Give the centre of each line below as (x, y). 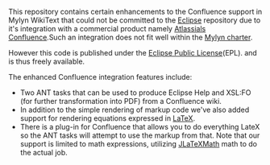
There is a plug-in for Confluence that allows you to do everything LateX (140, 127)
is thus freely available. (47, 61)
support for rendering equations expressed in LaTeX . (108, 118)
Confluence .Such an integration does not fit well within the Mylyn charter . (131, 37)
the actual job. (44, 153)
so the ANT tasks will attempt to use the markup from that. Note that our (140, 135)
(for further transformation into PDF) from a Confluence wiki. (120, 101)
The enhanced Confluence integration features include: (100, 77)
